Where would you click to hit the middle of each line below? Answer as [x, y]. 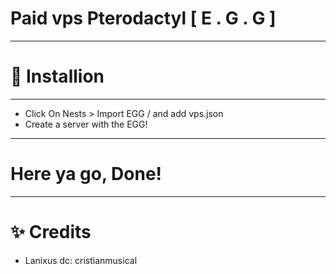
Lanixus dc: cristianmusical [81, 260]
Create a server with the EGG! [86, 124]
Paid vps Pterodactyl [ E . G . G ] [143, 18]
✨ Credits [51, 232]
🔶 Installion [57, 76]
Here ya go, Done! [86, 174]
